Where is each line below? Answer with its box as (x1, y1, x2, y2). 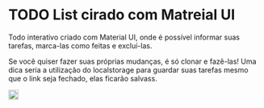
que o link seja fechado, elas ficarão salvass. (8, 73, 157, 83)
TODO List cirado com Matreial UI (8, 6, 236, 24)
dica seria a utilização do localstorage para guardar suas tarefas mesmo (8, 64, 249, 74)
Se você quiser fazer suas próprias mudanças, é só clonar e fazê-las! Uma (8, 56, 257, 66)
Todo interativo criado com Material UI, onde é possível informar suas (8, 32, 241, 42)
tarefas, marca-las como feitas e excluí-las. (8, 40, 153, 50)
